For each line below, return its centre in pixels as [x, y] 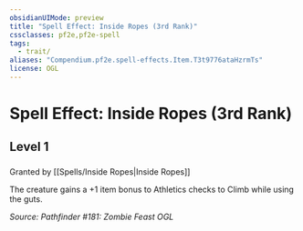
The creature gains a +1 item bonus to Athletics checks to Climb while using [152, 190]
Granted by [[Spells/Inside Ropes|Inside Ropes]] [100, 172]
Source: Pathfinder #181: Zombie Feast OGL [92, 217]
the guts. [26, 199]
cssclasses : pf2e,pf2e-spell [65, 35]
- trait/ [34, 52]
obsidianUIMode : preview [57, 18]
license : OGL [34, 69]
